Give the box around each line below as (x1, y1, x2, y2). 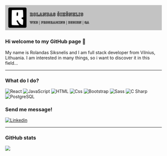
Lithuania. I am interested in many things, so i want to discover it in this (5, 55, 150, 61)
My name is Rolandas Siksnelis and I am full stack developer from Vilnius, (5, 49, 156, 55)
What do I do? (5, 77, 39, 84)
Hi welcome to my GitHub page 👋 (5, 38, 86, 45)
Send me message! (5, 106, 53, 113)
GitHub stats (5, 134, 36, 141)
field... (5, 60, 18, 66)
